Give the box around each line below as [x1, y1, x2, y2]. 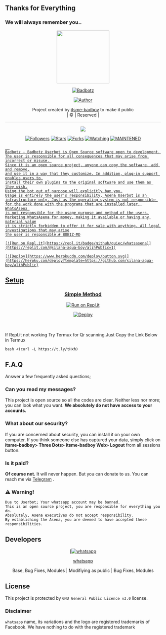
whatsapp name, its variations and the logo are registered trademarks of [5, 619, 150, 625]
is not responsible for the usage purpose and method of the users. [5, 210, 149, 215]
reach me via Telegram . [5, 476, 54, 482]
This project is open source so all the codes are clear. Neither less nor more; [5, 397, 161, 403]
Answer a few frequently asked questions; [5, 374, 91, 380]
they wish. [5, 184, 28, 189]
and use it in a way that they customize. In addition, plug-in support [5, 171, 158, 176]
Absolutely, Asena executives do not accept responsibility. [5, 513, 134, 518]
